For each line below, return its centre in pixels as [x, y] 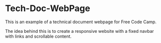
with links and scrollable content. [39, 36]
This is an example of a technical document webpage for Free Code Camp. [81, 22]
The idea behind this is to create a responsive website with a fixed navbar [80, 31]
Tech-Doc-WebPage [48, 8]
